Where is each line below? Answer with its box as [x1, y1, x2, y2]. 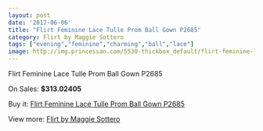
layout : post [8, 11, 51, 19]
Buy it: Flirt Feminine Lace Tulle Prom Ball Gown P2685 [8, 99, 186, 108]
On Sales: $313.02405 [8, 84, 82, 94]
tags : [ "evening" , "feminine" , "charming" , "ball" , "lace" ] [8, 41, 194, 48]
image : [8, 48, 30, 55]
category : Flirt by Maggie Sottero [8, 33, 124, 41]
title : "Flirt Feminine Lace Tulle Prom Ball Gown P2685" [8, 26, 201, 34]
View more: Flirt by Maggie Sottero [8, 115, 121, 123]
